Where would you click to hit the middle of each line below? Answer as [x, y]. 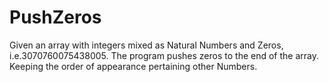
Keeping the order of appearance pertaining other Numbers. [133, 66]
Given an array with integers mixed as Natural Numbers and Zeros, [146, 45]
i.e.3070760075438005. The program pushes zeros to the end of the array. [164, 55]
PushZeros [55, 17]
